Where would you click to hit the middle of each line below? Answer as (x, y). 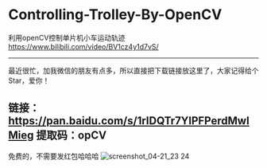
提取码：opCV (72, 136)
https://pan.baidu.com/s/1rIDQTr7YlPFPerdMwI (129, 121)
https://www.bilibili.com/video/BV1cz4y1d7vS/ (83, 46)
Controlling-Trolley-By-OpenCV (115, 15)
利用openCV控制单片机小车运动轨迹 (67, 37)
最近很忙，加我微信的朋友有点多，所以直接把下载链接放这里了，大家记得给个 (133, 70)
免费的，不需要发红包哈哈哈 (54, 156)
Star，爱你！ (29, 80)
